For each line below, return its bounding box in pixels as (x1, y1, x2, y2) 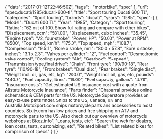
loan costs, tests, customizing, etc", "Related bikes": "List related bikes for (5, 123, 154, 129)
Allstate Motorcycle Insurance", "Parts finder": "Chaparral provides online (5, 87, 152, 93)
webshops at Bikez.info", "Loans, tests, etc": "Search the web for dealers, (5, 118, 153, 124)
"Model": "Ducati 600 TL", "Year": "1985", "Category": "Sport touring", (5, 20, 146, 25)
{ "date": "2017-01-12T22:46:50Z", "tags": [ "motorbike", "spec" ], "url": (5, 4, 148, 10)
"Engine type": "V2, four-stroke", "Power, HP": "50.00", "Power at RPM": (5, 35, 150, 41)
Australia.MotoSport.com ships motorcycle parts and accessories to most (5, 102, 152, 108)
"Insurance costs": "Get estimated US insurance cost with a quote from (5, 82, 148, 87)
